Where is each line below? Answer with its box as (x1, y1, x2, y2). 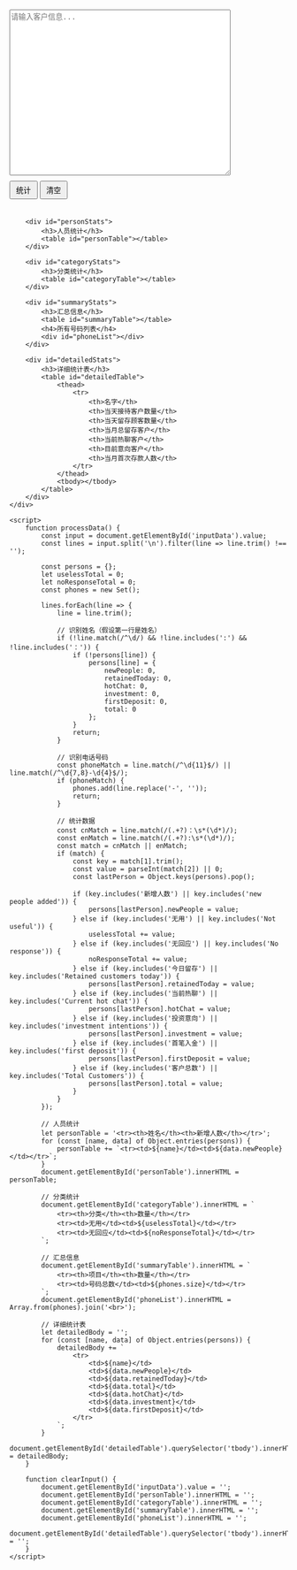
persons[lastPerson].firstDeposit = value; (88, 1054, 251, 1063)
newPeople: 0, (103, 666, 156, 675)
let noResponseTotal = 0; (41, 578, 137, 586)
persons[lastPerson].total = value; (88, 1079, 224, 1088)
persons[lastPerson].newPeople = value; (88, 905, 240, 914)
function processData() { (25, 524, 121, 532)
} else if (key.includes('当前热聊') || (72, 989, 218, 998)
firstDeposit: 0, (103, 697, 169, 706)
